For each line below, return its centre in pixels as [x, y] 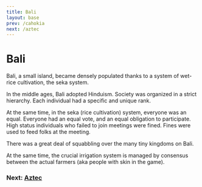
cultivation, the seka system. [53, 82]
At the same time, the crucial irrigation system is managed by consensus [97, 155]
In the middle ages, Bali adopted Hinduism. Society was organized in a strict [102, 94]
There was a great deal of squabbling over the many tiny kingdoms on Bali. [100, 144]
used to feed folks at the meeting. [49, 132]
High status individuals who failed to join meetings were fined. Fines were [99, 125]
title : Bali [21, 12]
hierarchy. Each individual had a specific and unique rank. [78, 101]
